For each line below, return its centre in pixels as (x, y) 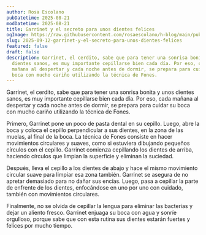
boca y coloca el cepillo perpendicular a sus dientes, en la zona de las (95, 130)
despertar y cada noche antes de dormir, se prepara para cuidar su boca (98, 106)
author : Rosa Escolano (35, 12)
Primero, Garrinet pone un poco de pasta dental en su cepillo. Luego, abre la (103, 124)
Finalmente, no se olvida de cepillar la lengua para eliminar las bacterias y (100, 206)
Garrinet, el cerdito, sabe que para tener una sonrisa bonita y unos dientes (100, 92)
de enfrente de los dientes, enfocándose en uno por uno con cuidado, (95, 188)
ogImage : (17, 35)
